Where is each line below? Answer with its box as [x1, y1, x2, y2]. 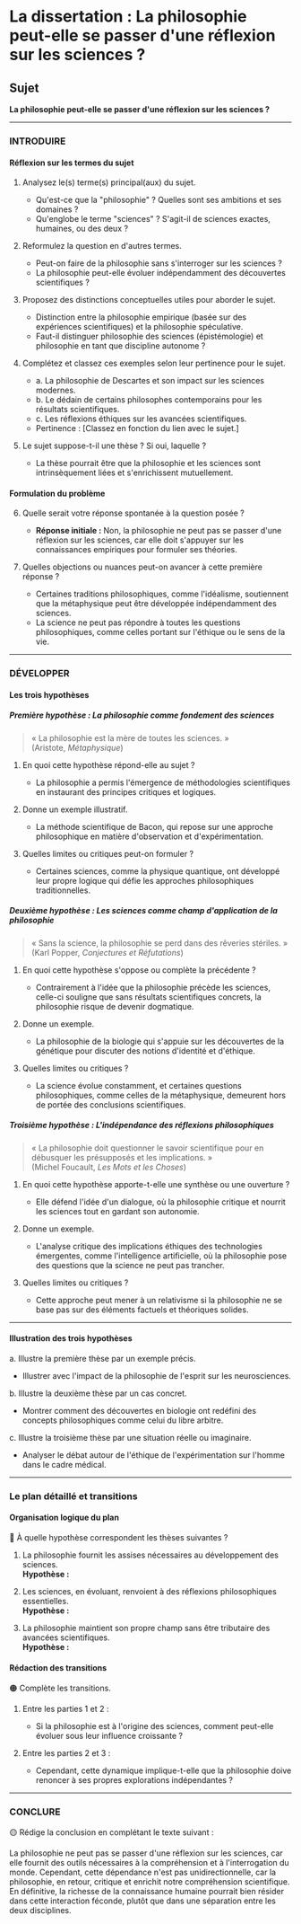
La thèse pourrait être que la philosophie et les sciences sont [35, 458, 262, 469]
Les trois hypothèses [9, 689, 90, 700]
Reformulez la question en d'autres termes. [21, 241, 182, 252]
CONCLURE [9, 1805, 61, 1818]
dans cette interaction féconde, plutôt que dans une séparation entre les [9, 1895, 276, 1906]
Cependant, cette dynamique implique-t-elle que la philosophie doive [35, 1765, 292, 1776]
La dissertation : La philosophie [9, 6, 248, 27]
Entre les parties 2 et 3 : [21, 1748, 111, 1759]
